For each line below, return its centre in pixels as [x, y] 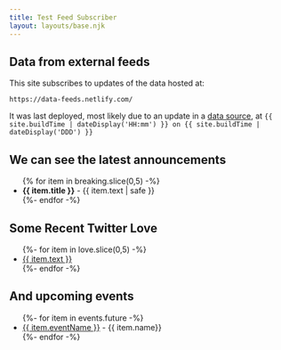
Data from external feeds [80, 62]
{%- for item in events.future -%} [83, 318]
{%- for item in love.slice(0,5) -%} [84, 249]
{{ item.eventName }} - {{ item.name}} [92, 327]
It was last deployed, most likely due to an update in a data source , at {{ [141, 116]
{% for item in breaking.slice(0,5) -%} [91, 181]
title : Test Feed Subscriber [63, 17]
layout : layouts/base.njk [57, 26]
